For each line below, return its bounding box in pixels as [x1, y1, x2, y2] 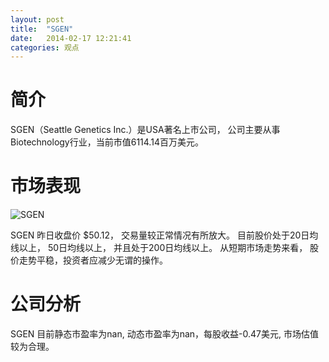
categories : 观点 [10, 42, 80, 53]
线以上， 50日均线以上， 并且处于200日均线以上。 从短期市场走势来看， [10, 242, 308, 254]
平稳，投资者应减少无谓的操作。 [36, 254, 168, 266]
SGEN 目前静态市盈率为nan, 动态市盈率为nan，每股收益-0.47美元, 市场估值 [10, 328, 319, 340]
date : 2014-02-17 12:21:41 [10, 33, 132, 43]
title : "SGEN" [10, 24, 74, 34]
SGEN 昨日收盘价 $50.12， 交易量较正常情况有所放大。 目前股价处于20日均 [10, 229, 319, 241]
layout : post [10, 14, 65, 25]
